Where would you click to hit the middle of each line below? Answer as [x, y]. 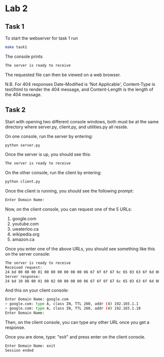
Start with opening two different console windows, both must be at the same [82, 121]
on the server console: [28, 254]
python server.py [23, 145]
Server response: [23, 277]
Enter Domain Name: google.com [37, 299]
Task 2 [15, 110]
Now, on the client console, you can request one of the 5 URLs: [69, 209]
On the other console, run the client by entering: [53, 173]
